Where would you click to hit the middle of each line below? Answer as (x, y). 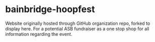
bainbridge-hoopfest (50, 9)
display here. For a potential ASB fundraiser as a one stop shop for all (77, 28)
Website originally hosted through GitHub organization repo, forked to (78, 23)
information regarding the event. (39, 34)
